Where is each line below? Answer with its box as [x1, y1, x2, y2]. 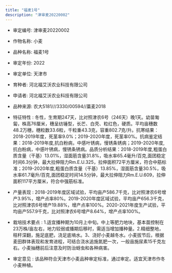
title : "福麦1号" [5, 7, 40, 13]
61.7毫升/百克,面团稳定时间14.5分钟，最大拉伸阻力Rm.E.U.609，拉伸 [22, 172, 166, 178]
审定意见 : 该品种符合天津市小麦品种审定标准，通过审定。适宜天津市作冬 [12, 256, 165, 262]
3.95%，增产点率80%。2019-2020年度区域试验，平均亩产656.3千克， [17, 195, 167, 201]
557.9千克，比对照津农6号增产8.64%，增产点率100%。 [26, 208, 143, 214]
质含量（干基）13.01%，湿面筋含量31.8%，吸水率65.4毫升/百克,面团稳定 [12, 152, 166, 159]
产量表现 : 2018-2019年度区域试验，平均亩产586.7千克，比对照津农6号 [12, 189, 162, 195]
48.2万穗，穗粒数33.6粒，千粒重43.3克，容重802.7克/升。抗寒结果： [12, 127, 159, 133]
